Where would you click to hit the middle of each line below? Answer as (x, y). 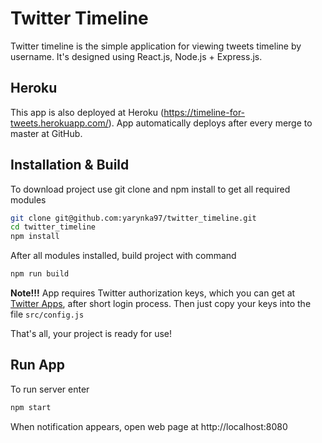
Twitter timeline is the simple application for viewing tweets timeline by (156, 46)
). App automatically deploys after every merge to (210, 123)
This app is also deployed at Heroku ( (87, 112)
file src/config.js (47, 314)
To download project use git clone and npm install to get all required (150, 189)
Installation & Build (70, 165)
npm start (31, 407)
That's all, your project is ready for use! (91, 334)
